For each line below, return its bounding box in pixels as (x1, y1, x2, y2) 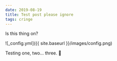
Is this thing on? (5, 31, 38, 37)
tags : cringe (5, 17, 33, 22)
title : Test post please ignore (5, 12, 73, 17)
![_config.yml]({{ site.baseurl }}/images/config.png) (5, 40, 112, 46)
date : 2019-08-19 (5, 7, 42, 13)
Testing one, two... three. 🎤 (5, 50, 62, 56)
